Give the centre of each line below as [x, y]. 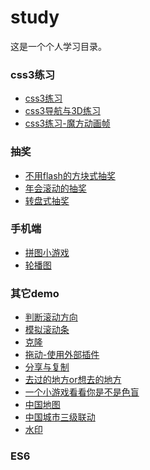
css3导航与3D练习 [62, 111]
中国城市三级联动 [60, 417]
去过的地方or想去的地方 [73, 380]
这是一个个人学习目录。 [58, 46]
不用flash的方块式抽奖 [70, 175]
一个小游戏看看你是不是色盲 [82, 392]
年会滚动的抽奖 [55, 188]
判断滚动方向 [51, 317]
